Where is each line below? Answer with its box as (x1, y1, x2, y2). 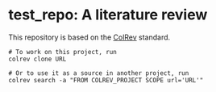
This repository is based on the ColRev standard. (8, 32, 171, 42)
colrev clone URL (8, 55, 67, 63)
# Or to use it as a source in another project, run (8, 69, 189, 77)
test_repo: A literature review (8, 6, 208, 24)
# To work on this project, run (8, 48, 117, 56)
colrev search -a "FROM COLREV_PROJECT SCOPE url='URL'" (8, 76, 204, 84)
